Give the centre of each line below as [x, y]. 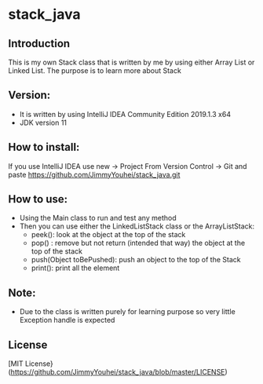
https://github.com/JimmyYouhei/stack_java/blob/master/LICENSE [118, 372]
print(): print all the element [75, 268]
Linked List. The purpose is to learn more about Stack [95, 71]
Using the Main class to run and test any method [98, 218]
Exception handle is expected [67, 320]
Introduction [39, 44]
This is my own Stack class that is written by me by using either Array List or [131, 62]
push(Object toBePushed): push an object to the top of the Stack [136, 260]
